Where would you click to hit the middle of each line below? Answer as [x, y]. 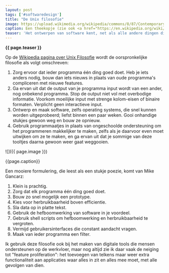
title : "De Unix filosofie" [35, 19]
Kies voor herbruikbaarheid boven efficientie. [59, 202]
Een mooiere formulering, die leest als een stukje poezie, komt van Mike [80, 171]
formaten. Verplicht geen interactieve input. [58, 104]
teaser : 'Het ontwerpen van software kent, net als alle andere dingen [82, 33]
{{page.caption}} [23, 161]
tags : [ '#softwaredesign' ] [33, 15]
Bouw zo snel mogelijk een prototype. [52, 197]
